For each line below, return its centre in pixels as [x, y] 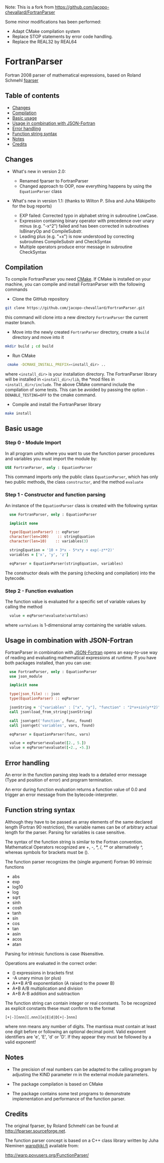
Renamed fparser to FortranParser [54, 181]
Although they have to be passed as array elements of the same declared [79, 822]
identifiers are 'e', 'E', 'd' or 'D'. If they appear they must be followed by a [78, 1036]
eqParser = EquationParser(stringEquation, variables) [66, 564]
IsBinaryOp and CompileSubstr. [51, 231]
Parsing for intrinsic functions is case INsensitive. [55, 954]
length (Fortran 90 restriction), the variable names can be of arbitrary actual [81, 827]
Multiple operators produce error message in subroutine [76, 247]
